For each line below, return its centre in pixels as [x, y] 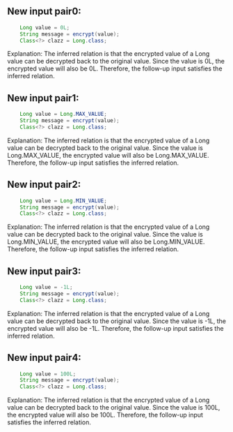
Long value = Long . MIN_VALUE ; [64, 201]
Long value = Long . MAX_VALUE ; [64, 114]
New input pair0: [44, 12]
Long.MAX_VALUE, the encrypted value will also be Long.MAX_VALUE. [108, 155]
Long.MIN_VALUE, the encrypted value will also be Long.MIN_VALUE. [106, 242]
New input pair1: [43, 98]
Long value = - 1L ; [46, 288]
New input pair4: [44, 358]
